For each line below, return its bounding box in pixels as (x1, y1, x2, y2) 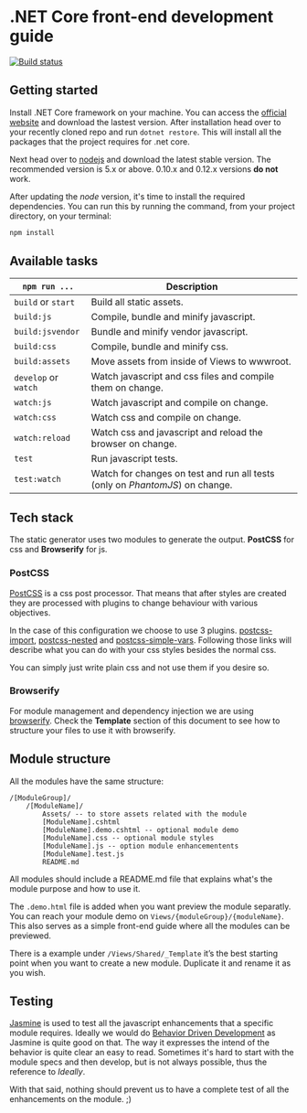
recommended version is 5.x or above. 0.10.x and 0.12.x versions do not (9, 163, 279, 175)
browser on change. (90, 437, 177, 450)
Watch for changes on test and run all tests (90, 467, 275, 480)
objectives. (9, 606, 51, 618)
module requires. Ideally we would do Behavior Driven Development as (9, 1027, 276, 1039)
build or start (14, 295, 76, 308)
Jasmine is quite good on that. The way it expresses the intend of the (9, 1037, 270, 1048)
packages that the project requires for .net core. (9, 135, 190, 147)
